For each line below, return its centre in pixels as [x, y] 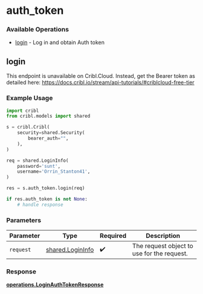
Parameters [24, 220]
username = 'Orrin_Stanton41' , [54, 172]
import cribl [23, 110]
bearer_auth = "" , [48, 139]
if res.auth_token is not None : [47, 199]
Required [113, 236]
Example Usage [30, 98]
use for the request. [160, 254]
